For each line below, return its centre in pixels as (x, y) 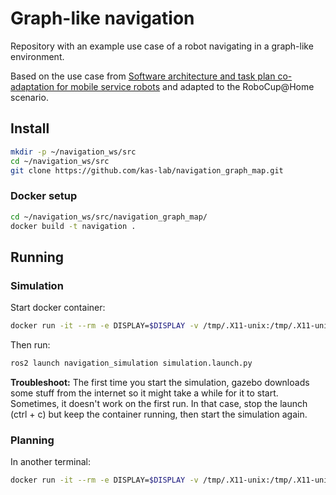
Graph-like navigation (102, 18)
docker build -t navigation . (73, 226)
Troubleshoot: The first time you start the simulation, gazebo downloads (160, 382)
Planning (32, 440)
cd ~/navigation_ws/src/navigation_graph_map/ (109, 217)
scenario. (29, 97)
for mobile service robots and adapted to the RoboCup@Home (185, 86)
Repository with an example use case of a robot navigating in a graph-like (162, 46)
